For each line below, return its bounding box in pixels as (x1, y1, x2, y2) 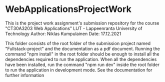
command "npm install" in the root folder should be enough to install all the (5, 51, 159, 57)
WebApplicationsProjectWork (5, 3, 131, 15)
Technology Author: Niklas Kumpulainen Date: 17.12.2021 (5, 30, 121, 36)
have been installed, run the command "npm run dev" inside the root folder (5, 61, 160, 67)
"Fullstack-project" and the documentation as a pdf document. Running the (5, 45, 160, 51)
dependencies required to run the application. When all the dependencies (5, 56, 157, 62)
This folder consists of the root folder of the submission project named (5, 40, 151, 46)
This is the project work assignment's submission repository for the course (5, 20, 159, 26)
